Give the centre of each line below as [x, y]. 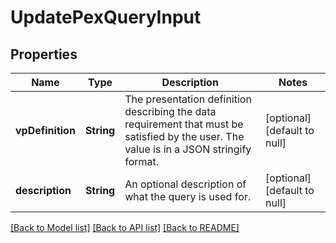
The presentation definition [188, 99]
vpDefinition [45, 130]
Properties [44, 54]
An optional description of [185, 184]
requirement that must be [184, 124]
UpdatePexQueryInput [106, 17]
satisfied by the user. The [184, 136]
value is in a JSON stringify [188, 149]
